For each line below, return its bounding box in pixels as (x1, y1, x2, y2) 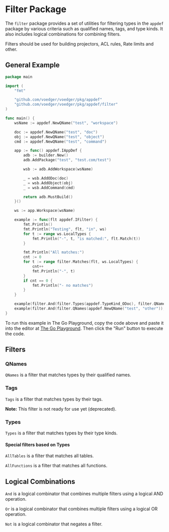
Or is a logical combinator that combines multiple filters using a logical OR (5, 506, 158, 512)
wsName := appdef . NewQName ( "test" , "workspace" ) (14, 120, 118, 125)
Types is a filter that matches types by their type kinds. (5, 430, 118, 436)
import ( (5, 83, 24, 88)
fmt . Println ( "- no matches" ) (32, 283, 94, 288)
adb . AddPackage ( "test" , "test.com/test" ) (23, 158, 112, 163)
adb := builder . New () (23, 153, 69, 158)
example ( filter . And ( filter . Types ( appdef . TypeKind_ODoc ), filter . (14, 301, 154, 306)
